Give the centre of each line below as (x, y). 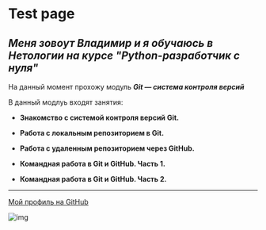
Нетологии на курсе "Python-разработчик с (124, 55)
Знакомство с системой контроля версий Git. (99, 117)
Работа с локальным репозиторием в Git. (92, 133)
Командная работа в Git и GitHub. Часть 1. (93, 164)
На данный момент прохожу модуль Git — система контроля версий (126, 87)
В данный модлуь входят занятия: (66, 102)
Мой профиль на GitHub (48, 202)
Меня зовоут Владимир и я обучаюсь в (111, 43)
